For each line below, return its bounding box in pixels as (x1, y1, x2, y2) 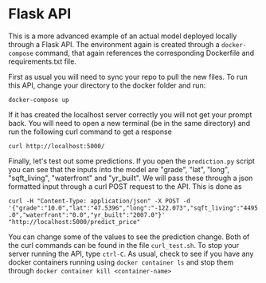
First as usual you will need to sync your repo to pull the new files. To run (8, 72, 248, 81)
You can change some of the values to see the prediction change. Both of (8, 232, 250, 242)
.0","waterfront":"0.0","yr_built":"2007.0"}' (8, 210, 166, 219)
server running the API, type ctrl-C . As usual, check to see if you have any (8, 249, 254, 258)
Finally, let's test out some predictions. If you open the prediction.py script (8, 156, 255, 166)
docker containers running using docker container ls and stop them (8, 257, 234, 267)
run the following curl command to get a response (8, 127, 173, 136)
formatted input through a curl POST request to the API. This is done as (8, 181, 242, 191)
